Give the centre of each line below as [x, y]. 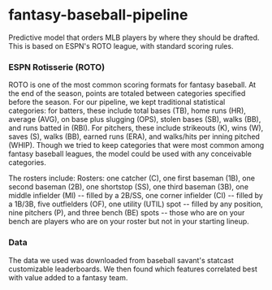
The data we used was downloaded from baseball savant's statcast [121, 260]
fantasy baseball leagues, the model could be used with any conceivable [130, 154]
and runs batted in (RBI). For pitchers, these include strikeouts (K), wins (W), [136, 128]
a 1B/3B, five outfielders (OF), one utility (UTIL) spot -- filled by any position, [136, 204]
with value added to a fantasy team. [68, 277]
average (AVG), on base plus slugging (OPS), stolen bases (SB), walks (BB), [135, 119]
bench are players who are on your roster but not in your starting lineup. [129, 222]
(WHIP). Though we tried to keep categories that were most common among [136, 145]
